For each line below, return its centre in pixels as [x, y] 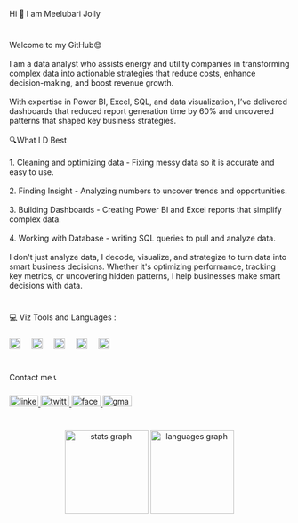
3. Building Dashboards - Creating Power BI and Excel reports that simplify [145, 210]
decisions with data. [46, 286]
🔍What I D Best [38, 140]
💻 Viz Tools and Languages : [63, 317]
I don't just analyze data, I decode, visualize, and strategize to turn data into [148, 257]
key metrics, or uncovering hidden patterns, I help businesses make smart [145, 276]
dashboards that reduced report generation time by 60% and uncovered [141, 111]
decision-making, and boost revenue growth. [92, 83]
